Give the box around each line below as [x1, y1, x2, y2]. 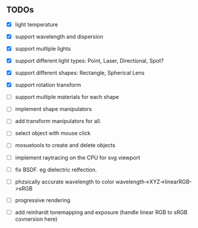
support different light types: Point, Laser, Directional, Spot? [14, 57, 164, 64]
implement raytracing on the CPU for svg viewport [14, 154, 141, 161]
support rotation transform [14, 81, 81, 89]
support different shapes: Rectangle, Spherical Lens [14, 69, 145, 77]
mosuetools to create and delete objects [14, 142, 116, 149]
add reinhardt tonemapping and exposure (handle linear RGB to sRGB [14, 208, 188, 216]
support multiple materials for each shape [14, 93, 120, 101]
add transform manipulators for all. [14, 118, 101, 125]
